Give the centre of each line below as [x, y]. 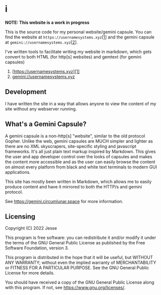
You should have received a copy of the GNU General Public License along [80, 282]
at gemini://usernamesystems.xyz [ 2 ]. [41, 42]
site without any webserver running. [41, 109]
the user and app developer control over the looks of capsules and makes [79, 156]
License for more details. [30, 273]
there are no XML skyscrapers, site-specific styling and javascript [71, 146]
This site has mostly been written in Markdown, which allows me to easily [78, 182]
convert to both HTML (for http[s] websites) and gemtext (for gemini [73, 56]
